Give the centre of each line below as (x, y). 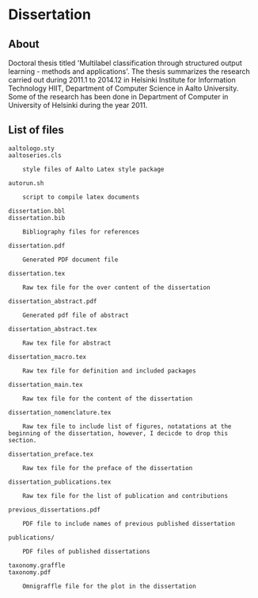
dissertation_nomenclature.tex (60, 412)
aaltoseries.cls (35, 155)
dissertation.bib (37, 218)
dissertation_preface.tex (51, 454)
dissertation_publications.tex (60, 482)
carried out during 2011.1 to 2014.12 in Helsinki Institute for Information (122, 80)
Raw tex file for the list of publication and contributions (125, 496)
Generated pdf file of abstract (76, 315)
